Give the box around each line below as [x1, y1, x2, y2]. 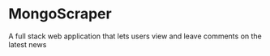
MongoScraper [8, 5, 112, 23]
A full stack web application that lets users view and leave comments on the [8, 31, 262, 41]
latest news [8, 39, 47, 49]
